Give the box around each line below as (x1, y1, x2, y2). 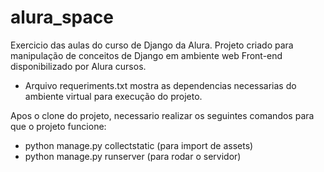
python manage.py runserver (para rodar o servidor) (24, 150, 242, 162)
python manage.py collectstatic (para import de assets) (24, 139, 254, 151)
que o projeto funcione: (10, 120, 107, 132)
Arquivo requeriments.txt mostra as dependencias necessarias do (24, 79, 297, 91)
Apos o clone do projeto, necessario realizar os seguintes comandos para (10, 109, 315, 121)
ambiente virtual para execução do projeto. (24, 90, 203, 102)
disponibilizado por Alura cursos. (10, 60, 147, 72)
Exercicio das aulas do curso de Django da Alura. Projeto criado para (10, 39, 294, 51)
